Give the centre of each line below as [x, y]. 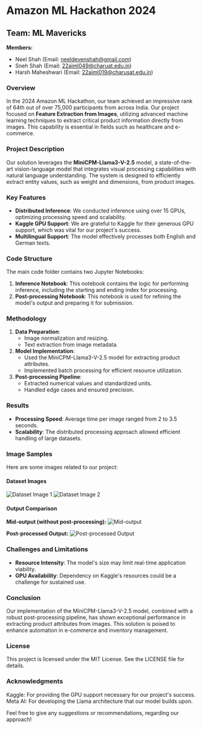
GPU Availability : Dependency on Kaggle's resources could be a [96, 575]
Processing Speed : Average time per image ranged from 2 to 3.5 [96, 419]
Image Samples [29, 454]
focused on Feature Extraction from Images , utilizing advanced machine [97, 114]
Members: [20, 47]
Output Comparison [32, 508]
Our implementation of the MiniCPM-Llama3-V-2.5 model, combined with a [100, 611]
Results [18, 405]
